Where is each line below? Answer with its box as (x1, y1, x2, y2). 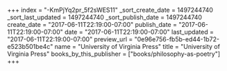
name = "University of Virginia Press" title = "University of (54, 43, 221, 50)
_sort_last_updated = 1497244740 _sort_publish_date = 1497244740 (7, 13, 203, 21)
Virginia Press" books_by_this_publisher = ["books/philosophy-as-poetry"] (7, 50, 221, 58)
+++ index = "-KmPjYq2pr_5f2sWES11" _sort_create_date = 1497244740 (7, 6, 214, 14)
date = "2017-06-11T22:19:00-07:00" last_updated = (65, 28, 214, 36)
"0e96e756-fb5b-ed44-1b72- (134, 35, 220, 43)
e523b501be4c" (7, 43, 53, 50)
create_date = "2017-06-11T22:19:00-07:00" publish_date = (7, 21, 177, 28)
